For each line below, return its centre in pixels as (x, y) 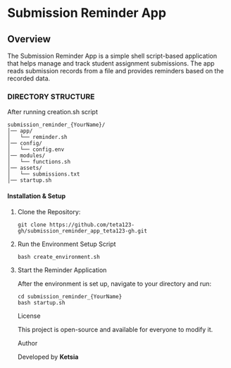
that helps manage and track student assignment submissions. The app (111, 63)
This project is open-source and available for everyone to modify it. (115, 329)
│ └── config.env (36, 149)
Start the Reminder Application (62, 270)
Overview (29, 39)
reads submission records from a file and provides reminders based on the (115, 71)
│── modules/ (26, 156)
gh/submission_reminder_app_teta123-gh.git (82, 231)
